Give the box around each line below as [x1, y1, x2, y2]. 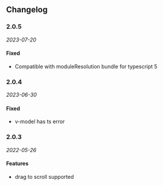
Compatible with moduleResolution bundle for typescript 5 [14, 62, 158, 70]
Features [6, 160, 28, 167]
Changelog [6, 5, 48, 15]
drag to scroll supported [14, 173, 74, 180]
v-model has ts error [14, 118, 65, 125]
